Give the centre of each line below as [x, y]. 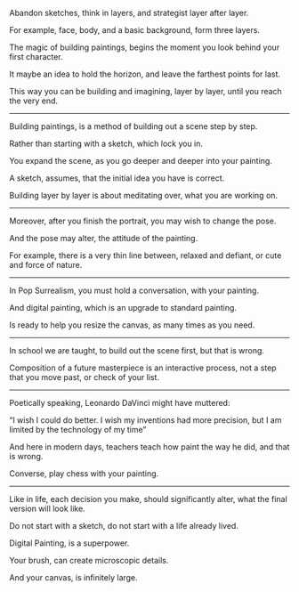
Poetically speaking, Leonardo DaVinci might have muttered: [120, 403]
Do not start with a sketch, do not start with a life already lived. [124, 526]
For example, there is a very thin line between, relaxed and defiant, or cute [145, 255]
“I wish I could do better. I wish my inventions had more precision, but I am [145, 420]
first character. [36, 57]
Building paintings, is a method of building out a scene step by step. [133, 126]
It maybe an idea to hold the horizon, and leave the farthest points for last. [145, 74]
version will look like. [48, 508]
